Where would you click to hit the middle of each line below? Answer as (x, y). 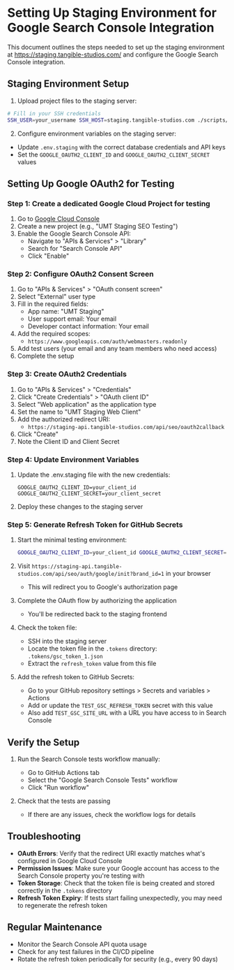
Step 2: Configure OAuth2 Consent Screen (81, 274)
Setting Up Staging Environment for (112, 13)
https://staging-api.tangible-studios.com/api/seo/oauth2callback (126, 427)
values (27, 161)
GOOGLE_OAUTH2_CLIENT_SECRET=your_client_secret (89, 494)
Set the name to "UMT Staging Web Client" (79, 412)
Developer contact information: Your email (88, 326)
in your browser (188, 574)
